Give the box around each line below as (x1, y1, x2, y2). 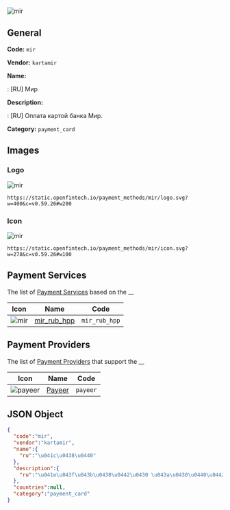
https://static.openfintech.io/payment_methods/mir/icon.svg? (7, 244, 188, 252)
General (7, 27, 42, 38)
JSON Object (7, 408, 64, 420)
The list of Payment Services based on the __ (7, 288, 134, 296)
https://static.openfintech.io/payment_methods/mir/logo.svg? (7, 194, 188, 201)
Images (7, 145, 40, 157)
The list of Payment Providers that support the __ (7, 357, 145, 365)
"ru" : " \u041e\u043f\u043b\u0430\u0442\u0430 (19, 471, 149, 478)
